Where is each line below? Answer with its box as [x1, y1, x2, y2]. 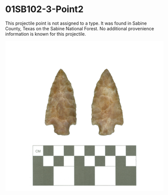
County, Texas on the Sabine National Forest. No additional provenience [5, 25, 154, 31]
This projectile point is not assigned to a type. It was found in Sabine [5, 20, 147, 26]
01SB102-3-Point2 [5, 4, 84, 15]
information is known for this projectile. [5, 31, 87, 37]
